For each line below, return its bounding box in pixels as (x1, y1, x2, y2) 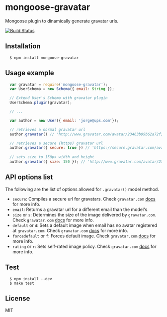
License (5, 294, 30, 303)
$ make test (9, 281, 35, 286)
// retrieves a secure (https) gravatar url (9, 141, 103, 146)
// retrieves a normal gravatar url (9, 127, 85, 132)
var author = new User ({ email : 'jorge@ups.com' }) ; (9, 118, 119, 123)
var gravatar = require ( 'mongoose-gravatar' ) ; (9, 82, 108, 87)
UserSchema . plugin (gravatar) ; (9, 100, 72, 106)
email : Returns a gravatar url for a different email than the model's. (12, 206, 149, 212)
